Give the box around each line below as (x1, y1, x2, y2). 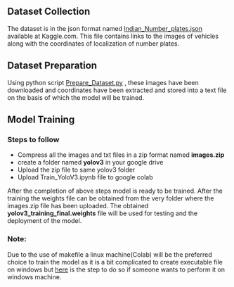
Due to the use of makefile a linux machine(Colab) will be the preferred (7, 250, 212, 259)
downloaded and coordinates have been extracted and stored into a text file (7, 86, 227, 94)
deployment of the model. (7, 217, 82, 225)
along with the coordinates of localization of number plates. (7, 39, 180, 48)
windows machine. (7, 272, 62, 281)
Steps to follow (7, 134, 60, 144)
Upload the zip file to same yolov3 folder (17, 165, 136, 174)
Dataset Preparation (7, 60, 97, 72)
